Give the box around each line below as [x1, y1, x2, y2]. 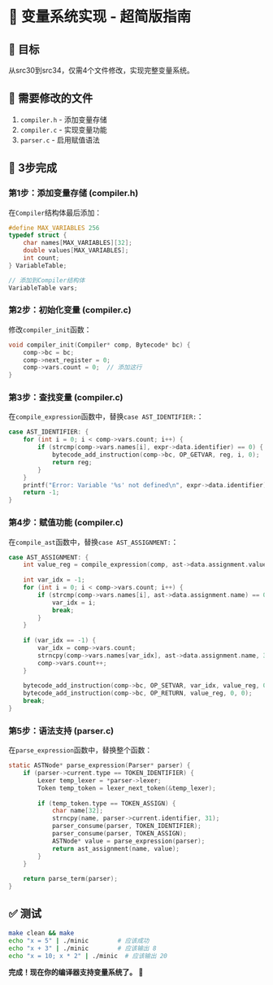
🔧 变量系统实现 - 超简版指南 [8, 7, 192, 26]
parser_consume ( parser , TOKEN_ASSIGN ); [51, 830, 187, 838]
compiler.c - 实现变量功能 [19, 124, 107, 134]
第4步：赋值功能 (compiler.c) [8, 517, 124, 529]
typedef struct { [8, 231, 67, 240]
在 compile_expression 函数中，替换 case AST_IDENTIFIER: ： [8, 412, 205, 421]
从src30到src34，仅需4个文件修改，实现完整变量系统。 [8, 66, 195, 75]
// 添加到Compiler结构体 [8, 276, 85, 285]
